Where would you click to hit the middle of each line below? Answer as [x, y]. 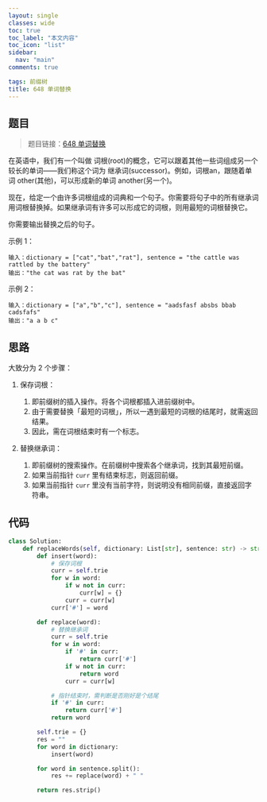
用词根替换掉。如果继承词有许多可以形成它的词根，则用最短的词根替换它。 [130, 207]
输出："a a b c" [33, 321]
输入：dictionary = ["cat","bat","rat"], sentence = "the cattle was [124, 258]
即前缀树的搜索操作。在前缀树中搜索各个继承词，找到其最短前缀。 [139, 465]
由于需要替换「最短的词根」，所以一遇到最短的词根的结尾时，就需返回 [145, 412]
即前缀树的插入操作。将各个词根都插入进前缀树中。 [115, 401]
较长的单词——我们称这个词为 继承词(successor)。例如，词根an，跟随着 [127, 171]
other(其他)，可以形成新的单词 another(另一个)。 [97, 180]
